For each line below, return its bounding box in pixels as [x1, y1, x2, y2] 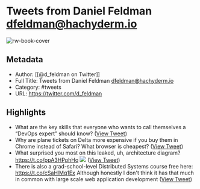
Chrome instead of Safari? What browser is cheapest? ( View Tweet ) [14, 143, 184, 150]
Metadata [6, 54, 43, 65]
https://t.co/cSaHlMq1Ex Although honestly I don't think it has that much [14, 169, 195, 176]
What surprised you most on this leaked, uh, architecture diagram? [14, 149, 181, 156]
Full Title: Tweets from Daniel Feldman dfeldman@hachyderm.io [14, 77, 174, 84]
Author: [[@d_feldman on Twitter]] [14, 71, 101, 78]
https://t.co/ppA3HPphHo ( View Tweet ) [14, 156, 120, 164]
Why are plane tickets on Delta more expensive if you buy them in [14, 136, 178, 143]
